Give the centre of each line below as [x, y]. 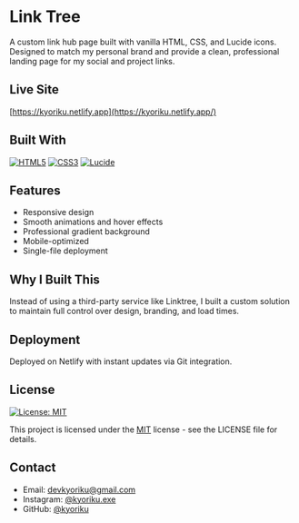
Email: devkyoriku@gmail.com [79, 489]
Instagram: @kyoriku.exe [69, 499]
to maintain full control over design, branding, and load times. [124, 311]
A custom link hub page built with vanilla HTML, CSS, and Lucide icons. [143, 42]
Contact [33, 468]
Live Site [34, 89]
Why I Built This [55, 279]
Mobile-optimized [55, 242]
